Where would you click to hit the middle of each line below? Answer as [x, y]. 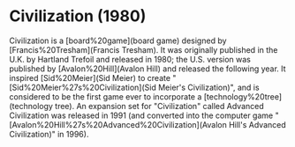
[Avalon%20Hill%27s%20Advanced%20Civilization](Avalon [118, 124]
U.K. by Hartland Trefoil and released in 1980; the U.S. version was [130, 59]
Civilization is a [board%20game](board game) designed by [118, 40]
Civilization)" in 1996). [49, 134]
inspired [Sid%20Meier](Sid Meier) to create [90, 77]
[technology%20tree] [243, 96]
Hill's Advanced [257, 124]
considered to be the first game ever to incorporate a [106, 96]
